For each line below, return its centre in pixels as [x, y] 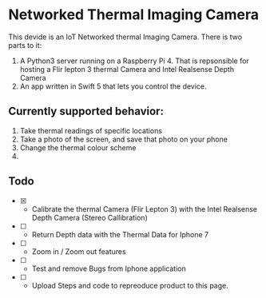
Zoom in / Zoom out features [79, 251]
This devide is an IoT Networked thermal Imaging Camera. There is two [125, 37]
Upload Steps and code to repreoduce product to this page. [130, 285]
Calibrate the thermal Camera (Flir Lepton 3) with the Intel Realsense [145, 209]
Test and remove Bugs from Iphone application [109, 268]
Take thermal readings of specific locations [91, 130]
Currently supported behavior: [86, 111]
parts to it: [25, 45]
